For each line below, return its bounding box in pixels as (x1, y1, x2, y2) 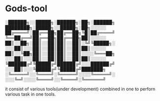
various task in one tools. (5, 91, 56, 97)
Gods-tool (5, 3, 48, 14)
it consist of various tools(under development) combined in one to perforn (5, 86, 156, 92)
